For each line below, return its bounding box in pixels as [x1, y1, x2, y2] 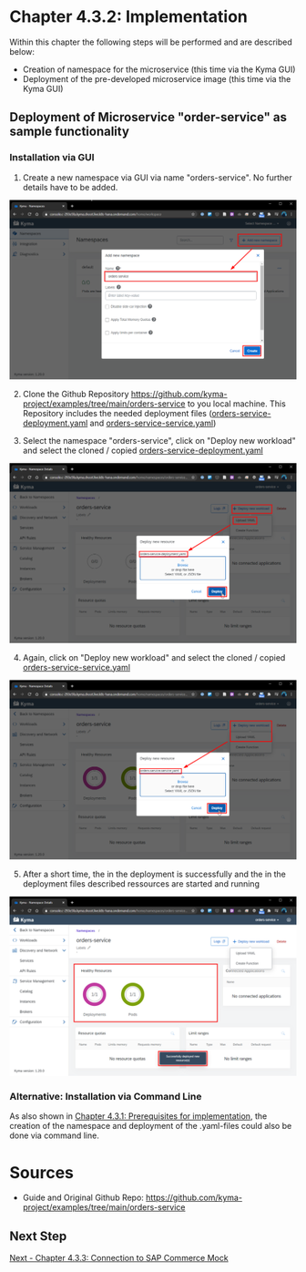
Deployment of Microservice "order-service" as [9, 109, 287, 125]
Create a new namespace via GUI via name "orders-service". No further [22, 171, 293, 183]
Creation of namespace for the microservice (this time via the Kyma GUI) [22, 64, 296, 75]
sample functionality [9, 124, 130, 139]
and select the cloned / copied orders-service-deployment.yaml [22, 445, 264, 456]
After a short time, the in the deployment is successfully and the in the [22, 868, 287, 880]
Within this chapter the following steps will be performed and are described [9, 36, 293, 47]
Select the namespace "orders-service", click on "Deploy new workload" [22, 436, 296, 446]
